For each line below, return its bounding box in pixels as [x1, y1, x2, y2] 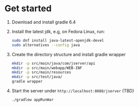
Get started [4, 3, 52, 14]
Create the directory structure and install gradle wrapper [11, 51, 126, 57]
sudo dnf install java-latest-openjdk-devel [11, 38, 104, 43]
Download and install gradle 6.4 [11, 19, 76, 25]
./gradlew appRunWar [11, 97, 54, 103]
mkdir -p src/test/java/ [11, 74, 63, 80]
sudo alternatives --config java [11, 43, 80, 47]
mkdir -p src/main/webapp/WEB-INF [11, 65, 82, 70]
